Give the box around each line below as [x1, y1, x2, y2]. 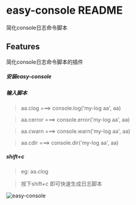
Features [6, 42, 40, 52]
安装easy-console [6, 73, 52, 80]
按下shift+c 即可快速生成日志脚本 [20, 180, 103, 188]
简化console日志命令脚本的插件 [6, 58, 84, 66]
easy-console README [6, 4, 123, 17]
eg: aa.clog [20, 168, 49, 175]
